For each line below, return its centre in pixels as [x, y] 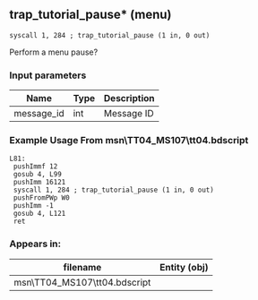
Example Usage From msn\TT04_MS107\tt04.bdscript [129, 141]
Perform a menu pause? [54, 52]
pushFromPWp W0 [41, 198]
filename [82, 267]
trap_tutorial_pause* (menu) [90, 15]
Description [129, 99]
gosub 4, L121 [39, 214]
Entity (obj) [184, 267]
